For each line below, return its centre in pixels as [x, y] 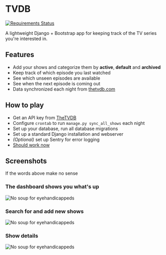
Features [20, 55]
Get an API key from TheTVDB [45, 117]
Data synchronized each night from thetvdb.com [64, 89]
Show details [22, 235]
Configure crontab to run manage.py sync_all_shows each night [79, 123]
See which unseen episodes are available [56, 78]
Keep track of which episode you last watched [62, 72]
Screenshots [26, 161]
